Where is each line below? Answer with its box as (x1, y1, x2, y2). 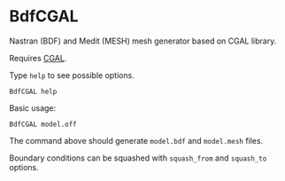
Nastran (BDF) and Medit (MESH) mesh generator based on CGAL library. (9, 35, 277, 46)
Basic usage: (9, 102, 57, 113)
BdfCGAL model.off (9, 120, 77, 129)
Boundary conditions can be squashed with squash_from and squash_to (9, 153, 267, 163)
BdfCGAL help (9, 87, 58, 96)
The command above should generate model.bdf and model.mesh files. (9, 135, 264, 146)
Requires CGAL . (9, 52, 67, 63)
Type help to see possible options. (9, 69, 135, 81)
